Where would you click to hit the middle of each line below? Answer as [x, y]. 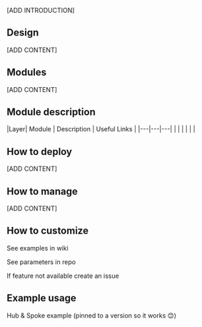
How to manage [42, 191]
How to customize [47, 231]
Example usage [41, 298]
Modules [27, 72]
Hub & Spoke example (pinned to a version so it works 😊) [91, 315]
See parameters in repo [41, 262]
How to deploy [40, 152]
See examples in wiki [37, 248]
